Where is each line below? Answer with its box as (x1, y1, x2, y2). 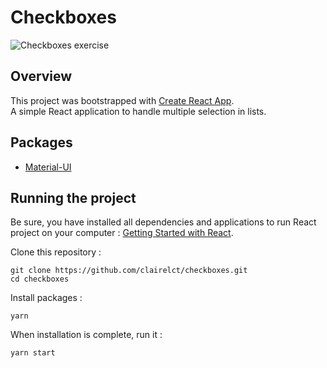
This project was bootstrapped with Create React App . (10, 94, 235, 106)
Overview (10, 68, 73, 85)
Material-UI (24, 161, 72, 173)
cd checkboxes (10, 274, 70, 285)
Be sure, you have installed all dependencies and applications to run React (10, 216, 317, 228)
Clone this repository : (10, 246, 102, 258)
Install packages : (10, 292, 83, 304)
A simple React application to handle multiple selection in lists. (10, 105, 267, 117)
